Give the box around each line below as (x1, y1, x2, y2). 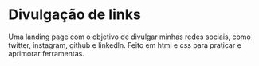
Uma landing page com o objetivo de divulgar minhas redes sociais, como (8, 32, 251, 41)
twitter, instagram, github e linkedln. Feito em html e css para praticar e (8, 40, 241, 49)
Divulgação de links (8, 6, 141, 24)
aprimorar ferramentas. (8, 49, 85, 58)
